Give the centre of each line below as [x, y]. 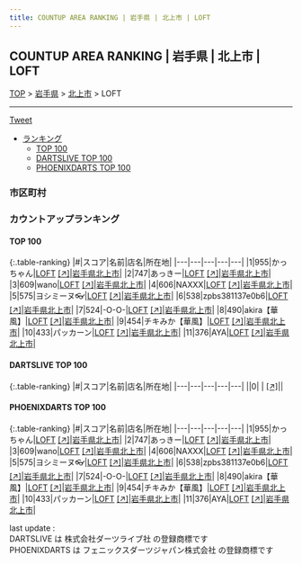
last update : [32, 528]
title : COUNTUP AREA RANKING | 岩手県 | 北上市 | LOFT [110, 18]
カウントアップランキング [64, 219]
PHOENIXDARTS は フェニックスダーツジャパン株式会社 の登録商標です [142, 550]
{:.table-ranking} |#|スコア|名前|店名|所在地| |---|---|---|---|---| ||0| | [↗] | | [147, 386]
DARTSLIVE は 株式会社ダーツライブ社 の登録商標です [109, 538]
